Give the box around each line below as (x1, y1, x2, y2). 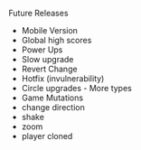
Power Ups (21, 44, 63, 55)
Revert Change (21, 63, 78, 74)
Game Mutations (21, 92, 83, 103)
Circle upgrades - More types (21, 83, 132, 93)
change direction (21, 102, 85, 112)
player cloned (21, 131, 73, 141)
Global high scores (21, 35, 92, 45)
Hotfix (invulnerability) (21, 73, 105, 84)
